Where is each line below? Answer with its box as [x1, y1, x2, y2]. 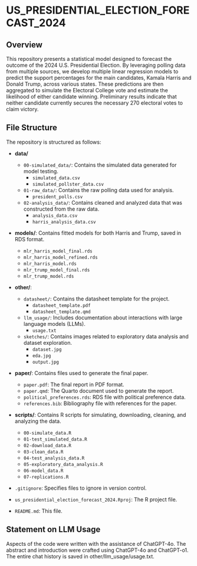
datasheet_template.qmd [32, 309, 91, 315]
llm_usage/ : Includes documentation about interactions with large [23, 314, 183, 321]
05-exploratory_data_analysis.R [23, 461, 103, 467]
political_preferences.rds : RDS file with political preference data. [23, 393, 186, 400]
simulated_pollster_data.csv [32, 181, 104, 187]
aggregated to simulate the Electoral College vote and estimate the [6, 87, 168, 93]
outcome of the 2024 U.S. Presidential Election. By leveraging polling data [6, 62, 186, 69]
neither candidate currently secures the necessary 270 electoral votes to [6, 99, 183, 106]
